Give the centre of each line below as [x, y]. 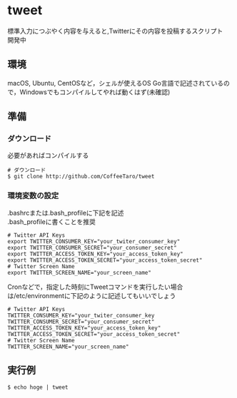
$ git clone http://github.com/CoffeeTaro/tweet [81, 177]
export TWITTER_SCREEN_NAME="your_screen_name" [80, 272]
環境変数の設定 [33, 196]
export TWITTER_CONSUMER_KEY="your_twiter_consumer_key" [94, 241]
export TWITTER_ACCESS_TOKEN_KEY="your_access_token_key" [95, 254]
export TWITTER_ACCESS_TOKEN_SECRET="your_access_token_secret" [105, 260]
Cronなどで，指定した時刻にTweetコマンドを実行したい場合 [95, 287]
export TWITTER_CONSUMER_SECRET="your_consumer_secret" [92, 248]
